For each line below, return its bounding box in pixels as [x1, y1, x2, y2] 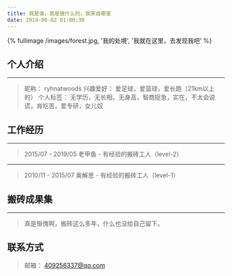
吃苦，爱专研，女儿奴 [42, 101, 104, 110]
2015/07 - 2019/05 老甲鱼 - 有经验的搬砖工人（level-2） [23, 150, 183, 159]
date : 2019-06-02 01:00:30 [7, 17, 85, 23]
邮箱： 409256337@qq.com [23, 261, 106, 269]
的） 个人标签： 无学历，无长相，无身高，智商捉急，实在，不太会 [23, 93, 209, 101]
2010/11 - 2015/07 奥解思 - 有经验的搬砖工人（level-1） [23, 171, 180, 179]
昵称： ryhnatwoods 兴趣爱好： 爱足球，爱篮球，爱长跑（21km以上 [23, 84, 215, 93]
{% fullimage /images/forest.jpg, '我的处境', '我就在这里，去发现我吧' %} [7, 36, 212, 45]
